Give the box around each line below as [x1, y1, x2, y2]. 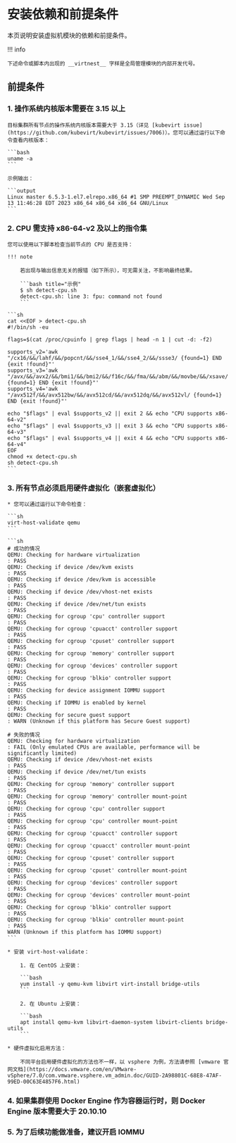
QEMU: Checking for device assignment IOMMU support [7, 687, 166, 694]
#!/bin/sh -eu [7, 323, 49, 331]
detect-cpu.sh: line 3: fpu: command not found [20, 293, 162, 300]
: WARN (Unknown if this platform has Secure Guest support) [7, 718, 191, 725]
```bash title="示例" [20, 280, 81, 287]
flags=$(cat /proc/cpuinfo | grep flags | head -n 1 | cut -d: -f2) [7, 336, 213, 343]
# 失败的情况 [7, 732, 40, 739]
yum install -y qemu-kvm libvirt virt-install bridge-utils [20, 980, 200, 988]
